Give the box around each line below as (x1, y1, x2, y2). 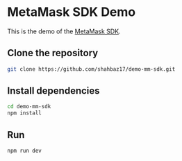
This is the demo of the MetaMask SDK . (7, 27, 121, 35)
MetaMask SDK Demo (7, 4, 136, 20)
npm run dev (7, 147, 42, 154)
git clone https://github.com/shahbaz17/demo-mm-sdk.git (7, 65, 176, 73)
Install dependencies (7, 85, 100, 97)
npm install (7, 110, 42, 117)
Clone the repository (7, 47, 99, 59)
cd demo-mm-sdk (7, 103, 51, 110)
